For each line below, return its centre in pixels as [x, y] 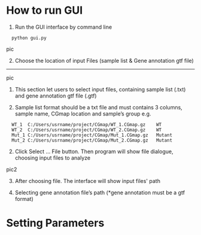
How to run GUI [45, 10]
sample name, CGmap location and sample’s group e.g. [83, 114]
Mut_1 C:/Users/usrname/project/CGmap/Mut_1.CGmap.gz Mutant [92, 135]
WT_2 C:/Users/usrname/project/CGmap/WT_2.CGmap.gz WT [87, 130]
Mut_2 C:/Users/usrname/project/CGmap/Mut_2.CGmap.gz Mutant [92, 140]
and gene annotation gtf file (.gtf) [56, 96]
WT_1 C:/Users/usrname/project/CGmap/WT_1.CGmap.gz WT [87, 124]
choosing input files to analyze [53, 158]
